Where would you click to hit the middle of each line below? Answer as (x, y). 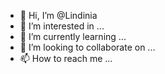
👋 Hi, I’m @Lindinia (58, 15)
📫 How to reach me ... (66, 58)
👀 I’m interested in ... (62, 26)
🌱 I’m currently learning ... (73, 36)
